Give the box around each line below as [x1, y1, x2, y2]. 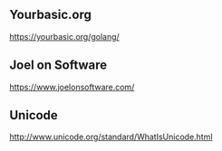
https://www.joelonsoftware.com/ [9, 81, 135, 92]
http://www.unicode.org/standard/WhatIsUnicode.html [9, 131, 213, 143]
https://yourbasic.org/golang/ [9, 31, 120, 42]
